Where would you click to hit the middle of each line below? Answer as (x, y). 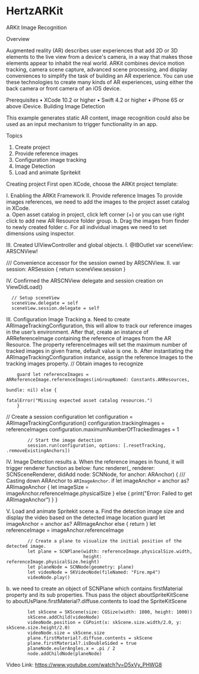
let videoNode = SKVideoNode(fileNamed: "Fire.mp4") (94, 572)
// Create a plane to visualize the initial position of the (105, 541)
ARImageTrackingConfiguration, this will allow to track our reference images (99, 325)
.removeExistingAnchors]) (38, 450)
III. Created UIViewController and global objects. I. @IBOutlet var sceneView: (100, 244)
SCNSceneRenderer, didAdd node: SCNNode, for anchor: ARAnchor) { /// (96, 474)
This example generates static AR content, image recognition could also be (98, 118)
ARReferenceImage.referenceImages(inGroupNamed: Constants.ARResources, (98, 380)
